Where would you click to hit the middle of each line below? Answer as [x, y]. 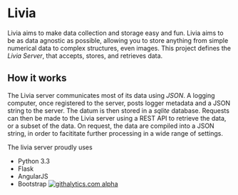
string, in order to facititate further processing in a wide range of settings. [115, 133]
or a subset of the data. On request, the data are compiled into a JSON [111, 126]
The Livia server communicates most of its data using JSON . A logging [111, 95]
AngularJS [33, 176]
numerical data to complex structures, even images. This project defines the [119, 48]
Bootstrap [32, 184]
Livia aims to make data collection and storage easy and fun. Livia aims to [115, 33]
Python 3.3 [33, 161]
